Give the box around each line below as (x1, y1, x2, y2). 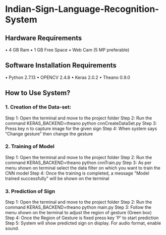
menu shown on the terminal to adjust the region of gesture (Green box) (5, 210, 152, 216)
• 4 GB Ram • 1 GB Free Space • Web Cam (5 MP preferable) (5, 47, 130, 53)
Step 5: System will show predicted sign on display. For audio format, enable (5, 220, 161, 226)
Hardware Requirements (5, 34, 82, 42)
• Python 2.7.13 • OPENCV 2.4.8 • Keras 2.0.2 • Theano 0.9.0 (5, 74, 130, 80)
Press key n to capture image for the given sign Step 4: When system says (5, 125, 157, 131)
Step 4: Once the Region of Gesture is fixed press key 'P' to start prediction (5, 215, 159, 221)
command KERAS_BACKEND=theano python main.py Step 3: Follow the (5, 204, 152, 210)
